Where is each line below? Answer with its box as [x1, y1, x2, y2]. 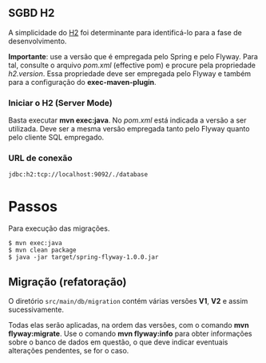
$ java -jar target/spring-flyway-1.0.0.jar [8, 253, 159, 261]
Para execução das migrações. [8, 224, 110, 233]
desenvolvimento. [8, 36, 67, 46]
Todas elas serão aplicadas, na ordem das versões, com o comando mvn [8, 321, 249, 330]
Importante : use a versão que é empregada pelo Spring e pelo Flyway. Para [8, 51, 258, 61]
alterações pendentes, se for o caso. [8, 346, 129, 356]
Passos [8, 197, 58, 216]
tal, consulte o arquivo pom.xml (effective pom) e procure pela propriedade [8, 60, 256, 70]
